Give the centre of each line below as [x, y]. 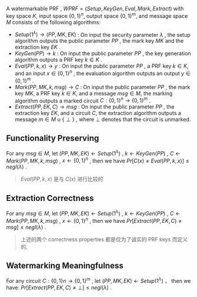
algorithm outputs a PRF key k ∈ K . [58, 60]
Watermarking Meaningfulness [65, 265]
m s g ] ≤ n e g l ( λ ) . [26, 227]
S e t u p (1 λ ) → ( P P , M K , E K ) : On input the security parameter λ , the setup [103, 34]
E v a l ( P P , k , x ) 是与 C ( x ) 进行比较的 [62, 179]
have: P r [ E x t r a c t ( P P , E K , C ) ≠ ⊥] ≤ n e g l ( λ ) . [59, 288]
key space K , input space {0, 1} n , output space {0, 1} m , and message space [97, 15]
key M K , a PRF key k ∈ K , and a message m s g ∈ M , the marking [93, 93]
